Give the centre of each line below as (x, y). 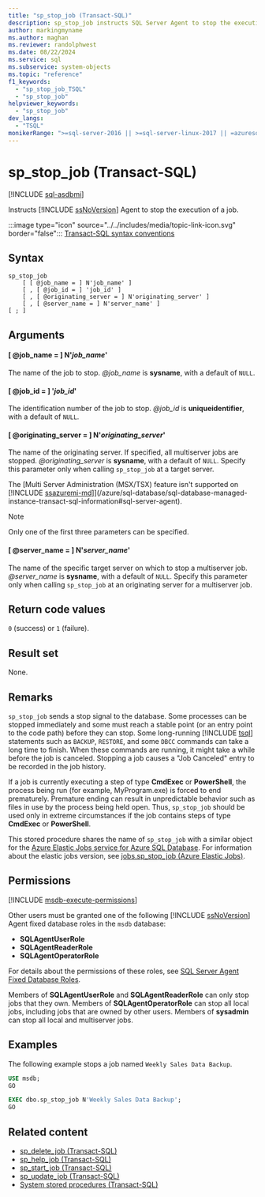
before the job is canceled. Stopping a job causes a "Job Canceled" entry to (131, 758)
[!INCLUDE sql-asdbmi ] (46, 194)
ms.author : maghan (38, 38)
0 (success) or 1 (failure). (49, 629)
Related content (48, 1132)
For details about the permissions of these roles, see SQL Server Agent (123, 971)
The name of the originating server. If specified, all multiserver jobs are (123, 452)
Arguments (37, 335)
